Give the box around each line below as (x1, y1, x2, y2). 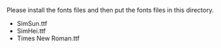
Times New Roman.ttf (16, 34, 80, 42)
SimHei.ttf (16, 27, 46, 35)
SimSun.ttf (16, 19, 47, 27)
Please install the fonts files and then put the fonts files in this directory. (6, 6, 214, 14)
